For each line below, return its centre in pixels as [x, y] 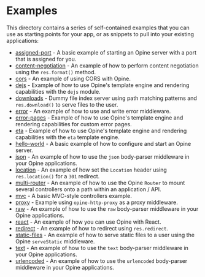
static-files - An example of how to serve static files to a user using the [105, 235]
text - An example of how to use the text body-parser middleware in [102, 248]
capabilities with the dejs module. [58, 91]
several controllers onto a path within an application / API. [88, 189]
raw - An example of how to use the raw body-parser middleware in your [107, 208]
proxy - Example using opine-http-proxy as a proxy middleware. [96, 202]
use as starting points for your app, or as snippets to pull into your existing [100, 34]
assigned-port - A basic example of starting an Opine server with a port [106, 52]
